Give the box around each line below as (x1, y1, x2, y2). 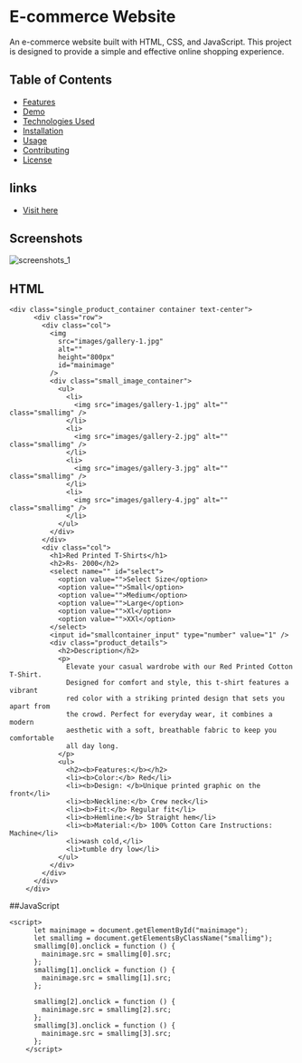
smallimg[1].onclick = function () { (33, 966, 176, 975)
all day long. (66, 742, 119, 751)
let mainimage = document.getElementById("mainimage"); (33, 926, 249, 935)
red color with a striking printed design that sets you (66, 694, 285, 704)
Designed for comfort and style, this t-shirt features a (66, 678, 289, 688)
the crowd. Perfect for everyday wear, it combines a (66, 710, 273, 719)
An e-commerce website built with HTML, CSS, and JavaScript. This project (9, 36, 292, 47)
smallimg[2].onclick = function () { (33, 998, 176, 1007)
